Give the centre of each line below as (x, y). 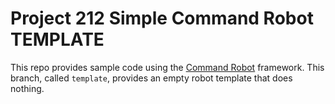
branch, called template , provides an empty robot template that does (151, 78)
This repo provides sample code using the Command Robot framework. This (167, 67)
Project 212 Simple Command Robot (162, 18)
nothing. (27, 88)
